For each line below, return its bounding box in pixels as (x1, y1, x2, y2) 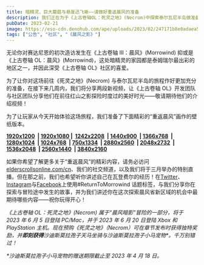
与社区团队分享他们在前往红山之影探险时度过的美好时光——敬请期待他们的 (6, 92, 192, 100)
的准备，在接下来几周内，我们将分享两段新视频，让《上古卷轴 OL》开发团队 (6, 84, 196, 92)
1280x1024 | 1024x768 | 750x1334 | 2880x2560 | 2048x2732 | (6, 139, 175, 146)
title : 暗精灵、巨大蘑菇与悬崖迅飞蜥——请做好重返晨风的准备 (6, 9, 140, 15)
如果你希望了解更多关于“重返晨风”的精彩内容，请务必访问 (6, 158, 150, 165)
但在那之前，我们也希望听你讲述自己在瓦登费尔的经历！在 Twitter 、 (16, 173, 183, 181)
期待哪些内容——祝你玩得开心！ (6, 196, 86, 204)
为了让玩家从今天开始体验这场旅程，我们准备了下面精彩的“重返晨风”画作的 (6, 113, 192, 120)
